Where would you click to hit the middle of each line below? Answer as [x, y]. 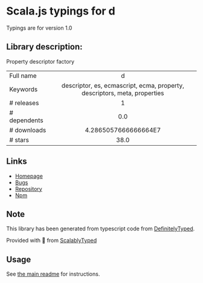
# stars [19, 140]
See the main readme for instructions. [53, 274]
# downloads [28, 130]
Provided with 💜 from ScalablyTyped [52, 241]
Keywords [24, 89]
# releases [24, 103]
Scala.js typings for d [61, 11]
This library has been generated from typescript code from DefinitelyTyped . [101, 229]
